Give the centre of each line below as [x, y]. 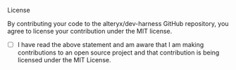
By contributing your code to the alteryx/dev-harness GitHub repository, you [118, 23]
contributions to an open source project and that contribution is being [118, 52]
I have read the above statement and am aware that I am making [111, 44]
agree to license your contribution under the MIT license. [90, 31]
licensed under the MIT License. [64, 60]
